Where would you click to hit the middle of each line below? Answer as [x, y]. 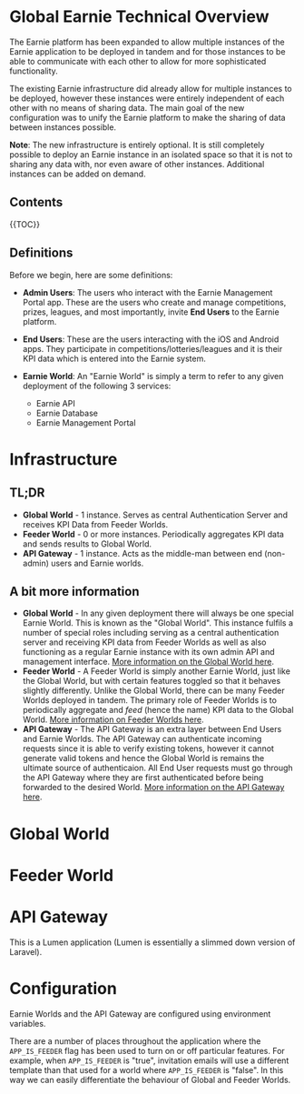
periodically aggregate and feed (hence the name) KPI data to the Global [158, 710]
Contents [36, 202]
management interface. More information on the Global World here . [148, 662]
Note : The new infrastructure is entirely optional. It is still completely [137, 145]
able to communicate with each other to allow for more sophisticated [138, 61]
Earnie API [55, 403]
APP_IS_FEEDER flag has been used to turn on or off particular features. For [147, 1050]
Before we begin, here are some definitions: [91, 275]
